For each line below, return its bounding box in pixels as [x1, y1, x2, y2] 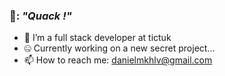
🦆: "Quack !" [9, 9, 72, 23]
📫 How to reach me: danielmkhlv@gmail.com [23, 54, 213, 66]
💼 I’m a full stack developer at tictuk [23, 32, 172, 44]
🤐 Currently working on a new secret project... [23, 42, 216, 54]
